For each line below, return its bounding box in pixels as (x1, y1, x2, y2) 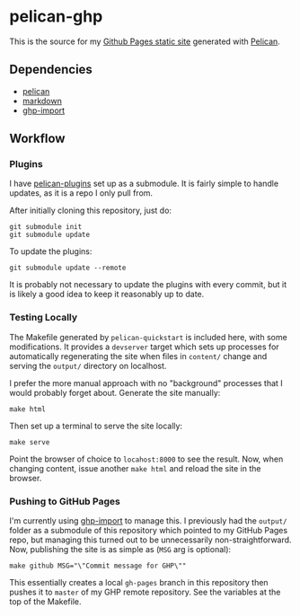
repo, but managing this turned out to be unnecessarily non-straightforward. (9, 534, 292, 545)
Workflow (9, 131, 66, 146)
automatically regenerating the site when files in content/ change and (9, 350, 268, 361)
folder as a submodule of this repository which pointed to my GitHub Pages (9, 525, 288, 536)
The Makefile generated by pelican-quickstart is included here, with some (9, 331, 287, 342)
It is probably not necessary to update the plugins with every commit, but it (9, 279, 287, 290)
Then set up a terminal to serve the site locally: (9, 420, 182, 431)
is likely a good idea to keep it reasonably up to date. (9, 289, 205, 300)
